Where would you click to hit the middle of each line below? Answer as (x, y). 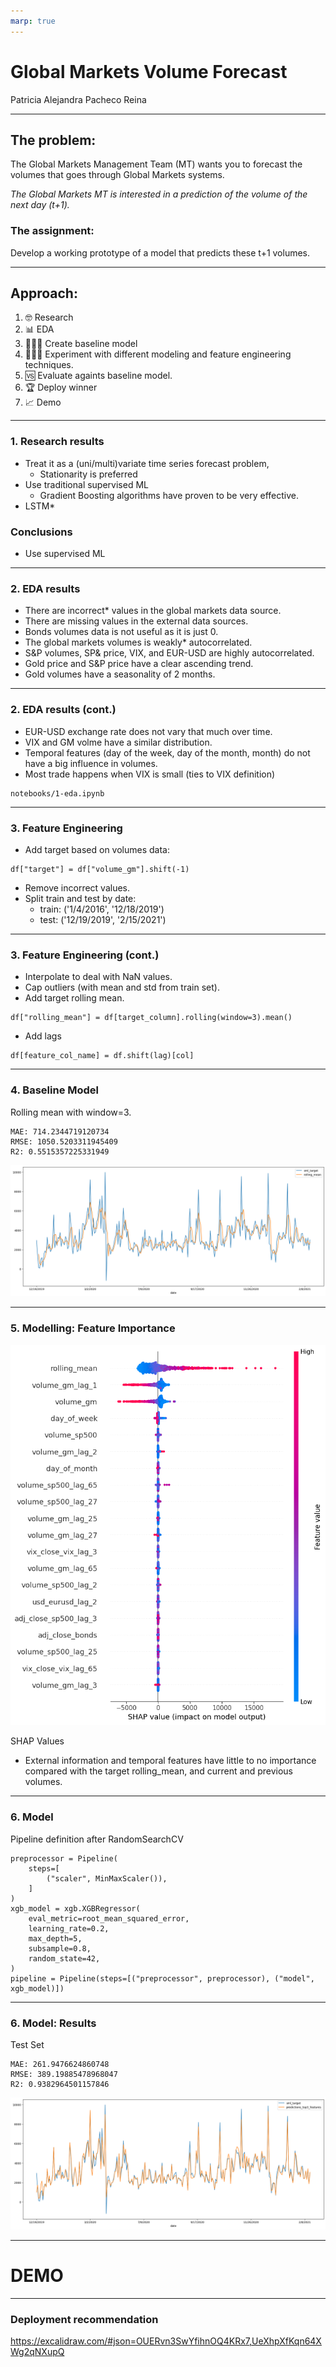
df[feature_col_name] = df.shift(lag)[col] (102, 1056)
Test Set (27, 2045)
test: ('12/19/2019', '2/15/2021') (103, 919)
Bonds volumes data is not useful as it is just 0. (121, 632)
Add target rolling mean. (74, 998)
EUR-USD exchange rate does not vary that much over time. (148, 731)
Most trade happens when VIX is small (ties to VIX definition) (150, 774)
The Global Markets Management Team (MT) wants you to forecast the (156, 164)
